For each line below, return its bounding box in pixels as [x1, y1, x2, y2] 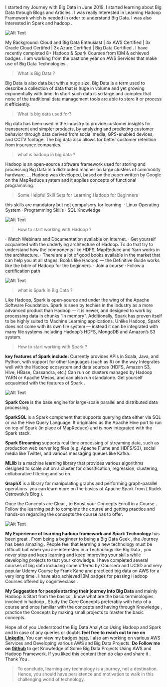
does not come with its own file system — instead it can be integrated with [5, 324, 159, 329]
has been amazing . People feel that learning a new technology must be [5, 541, 153, 547]
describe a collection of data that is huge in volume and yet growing [5, 85, 145, 91]
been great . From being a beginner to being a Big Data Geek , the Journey [5, 536, 159, 542]
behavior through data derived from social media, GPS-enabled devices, [5, 131, 154, 137]
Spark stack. [5, 430, 31, 436]
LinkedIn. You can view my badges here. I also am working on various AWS [5, 635, 161, 641]
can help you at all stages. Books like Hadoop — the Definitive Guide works [5, 257, 160, 263]
